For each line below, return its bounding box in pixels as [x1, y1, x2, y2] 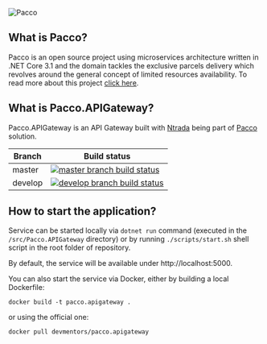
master [12, 164, 39, 175]
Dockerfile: [8, 283, 45, 292]
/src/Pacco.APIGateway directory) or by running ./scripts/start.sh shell [8, 234, 249, 244]
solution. [8, 131, 38, 141]
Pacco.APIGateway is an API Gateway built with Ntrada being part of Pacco [8, 122, 257, 132]
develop [12, 177, 43, 189]
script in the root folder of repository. [8, 242, 131, 253]
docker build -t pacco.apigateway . [8, 298, 131, 306]
